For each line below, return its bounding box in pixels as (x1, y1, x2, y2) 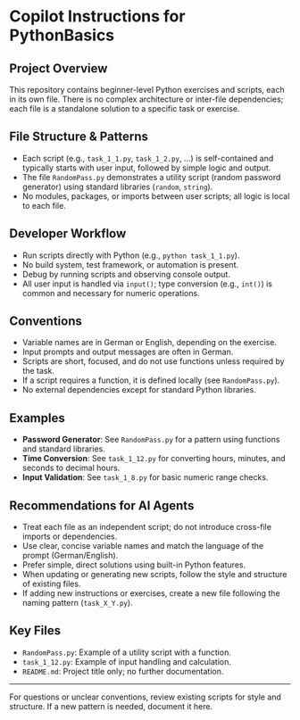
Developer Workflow (9, 226, 127, 242)
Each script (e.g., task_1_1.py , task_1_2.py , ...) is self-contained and (21, 153, 274, 163)
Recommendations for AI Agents (9, 498, 195, 513)
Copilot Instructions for (9, 6, 186, 27)
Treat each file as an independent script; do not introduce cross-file (21, 522, 272, 533)
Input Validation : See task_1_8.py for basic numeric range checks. (21, 472, 269, 483)
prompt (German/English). (21, 550, 119, 561)
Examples (9, 410, 65, 426)
